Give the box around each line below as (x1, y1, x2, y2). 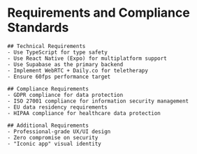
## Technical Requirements (7, 43, 86, 49)
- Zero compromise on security (7, 134, 98, 141)
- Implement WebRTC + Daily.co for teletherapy (7, 67, 149, 74)
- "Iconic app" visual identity (7, 140, 101, 147)
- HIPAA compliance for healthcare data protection (7, 109, 161, 116)
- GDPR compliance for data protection (7, 91, 124, 98)
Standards (7, 20, 69, 36)
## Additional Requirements (7, 122, 89, 129)
